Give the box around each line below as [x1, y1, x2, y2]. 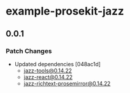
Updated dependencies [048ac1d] [14, 60, 101, 67]
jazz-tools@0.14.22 [23, 67, 72, 74]
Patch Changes [5, 47, 52, 55]
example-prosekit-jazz [5, 4, 125, 18]
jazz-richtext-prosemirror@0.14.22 [23, 80, 111, 87]
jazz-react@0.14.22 [23, 73, 73, 80]
